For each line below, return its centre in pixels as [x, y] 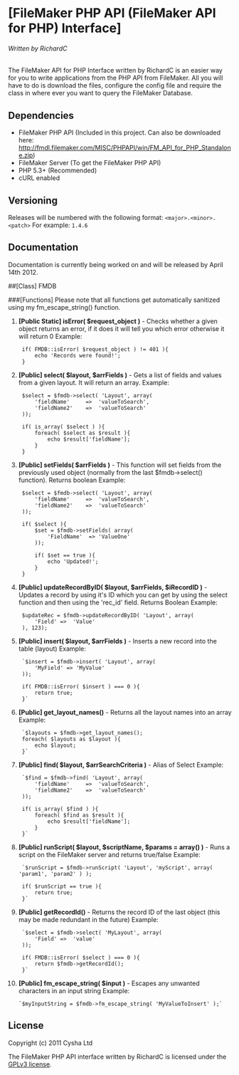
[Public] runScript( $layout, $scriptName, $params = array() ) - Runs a [124, 847]
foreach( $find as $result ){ [79, 815]
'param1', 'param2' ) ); [55, 874]
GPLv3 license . [30, 1064]
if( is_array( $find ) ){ [60, 809]
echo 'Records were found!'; [78, 355]
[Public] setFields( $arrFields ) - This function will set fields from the [120, 465]
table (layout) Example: [52, 649]
